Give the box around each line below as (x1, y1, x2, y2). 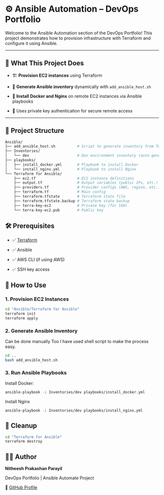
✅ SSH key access (12, 266, 50, 272)
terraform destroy (5, 439, 42, 444)
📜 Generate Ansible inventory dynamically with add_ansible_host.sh (12, 84, 151, 89)
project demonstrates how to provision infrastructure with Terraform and (5, 35, 151, 41)
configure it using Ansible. (5, 40, 58, 46)
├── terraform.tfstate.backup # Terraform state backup (14, 198, 130, 203)
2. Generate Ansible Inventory (5, 327, 78, 334)
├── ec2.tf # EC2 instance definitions (14, 176, 134, 181)
